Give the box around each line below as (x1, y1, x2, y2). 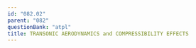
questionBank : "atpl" (7, 23, 72, 30)
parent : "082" (7, 17, 50, 24)
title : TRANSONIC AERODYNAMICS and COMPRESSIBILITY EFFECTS (7, 30, 190, 37)
